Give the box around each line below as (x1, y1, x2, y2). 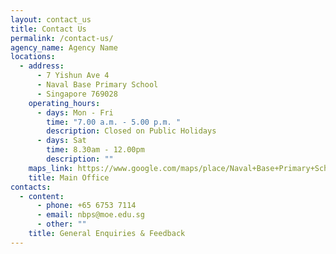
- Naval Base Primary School (36, 80, 159, 90)
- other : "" (36, 219, 87, 230)
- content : (19, 191, 65, 201)
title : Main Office (28, 172, 110, 183)
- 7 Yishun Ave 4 (36, 71, 110, 81)
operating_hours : (28, 98, 101, 108)
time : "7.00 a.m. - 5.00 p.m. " (46, 117, 182, 127)
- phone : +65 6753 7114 (36, 201, 137, 211)
